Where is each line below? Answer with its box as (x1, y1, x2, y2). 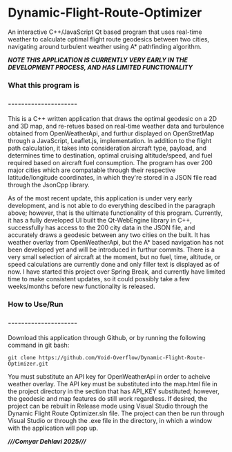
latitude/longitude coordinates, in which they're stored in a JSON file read (8, 173, 217, 182)
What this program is (8, 80, 80, 90)
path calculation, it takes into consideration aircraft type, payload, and (8, 144, 206, 153)
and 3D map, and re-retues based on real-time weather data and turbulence (8, 122, 224, 131)
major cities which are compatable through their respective (8, 166, 176, 174)
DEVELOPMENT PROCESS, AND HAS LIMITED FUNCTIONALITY (8, 63, 193, 71)
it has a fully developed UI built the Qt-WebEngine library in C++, (8, 216, 192, 225)
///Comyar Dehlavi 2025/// (8, 437, 86, 446)
